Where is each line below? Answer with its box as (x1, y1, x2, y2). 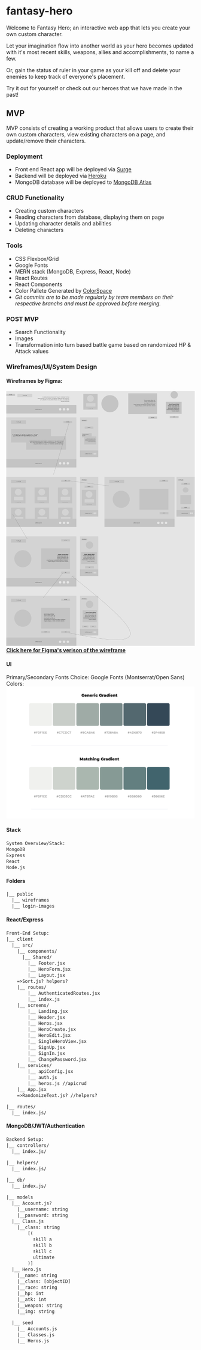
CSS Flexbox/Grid (14, 255, 59, 262)
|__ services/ (17, 1062, 52, 1068)
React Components (14, 281, 63, 288)
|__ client (6, 936, 33, 942)
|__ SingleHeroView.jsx (28, 1038, 87, 1044)
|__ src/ (11, 942, 33, 948)
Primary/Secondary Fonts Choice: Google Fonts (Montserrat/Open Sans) (6, 674, 185, 681)
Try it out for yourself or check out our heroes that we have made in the (6, 84, 182, 91)
